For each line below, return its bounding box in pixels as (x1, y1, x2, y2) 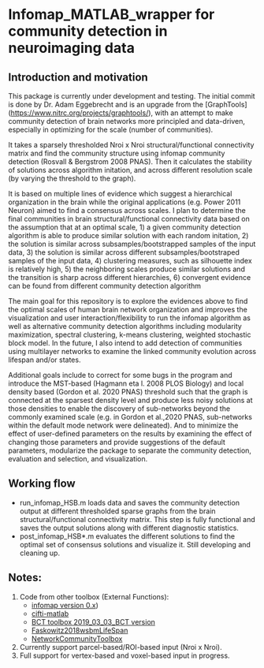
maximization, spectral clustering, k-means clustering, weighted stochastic (8, 330, 251, 339)
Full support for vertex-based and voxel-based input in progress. (19, 651, 230, 660)
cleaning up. (19, 548, 61, 558)
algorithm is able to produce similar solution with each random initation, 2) (8, 231, 249, 240)
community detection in (8, 22, 168, 40)
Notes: (8, 571, 42, 584)
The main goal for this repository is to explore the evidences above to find (8, 297, 248, 305)
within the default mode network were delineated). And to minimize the (8, 420, 239, 430)
